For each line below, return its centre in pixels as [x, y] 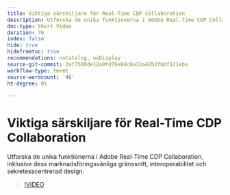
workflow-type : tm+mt [38, 70]
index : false [26, 39]
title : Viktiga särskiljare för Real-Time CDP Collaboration [96, 13]
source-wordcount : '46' [41, 77]
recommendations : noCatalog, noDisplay [64, 58]
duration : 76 [26, 32]
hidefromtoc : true [33, 52]
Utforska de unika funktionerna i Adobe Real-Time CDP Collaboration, [105, 157]
